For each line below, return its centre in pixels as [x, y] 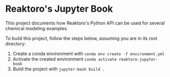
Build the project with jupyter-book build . [59, 69]
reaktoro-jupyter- [138, 59]
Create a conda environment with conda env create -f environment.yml [89, 54]
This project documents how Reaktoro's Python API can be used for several [85, 23]
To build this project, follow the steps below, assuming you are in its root [81, 38]
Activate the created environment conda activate [65, 59]
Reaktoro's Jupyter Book [59, 9]
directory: [16, 43]
